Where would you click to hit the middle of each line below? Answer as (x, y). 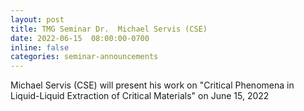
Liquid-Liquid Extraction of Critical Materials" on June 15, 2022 (140, 96)
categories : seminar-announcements (84, 57)
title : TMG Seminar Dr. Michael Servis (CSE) (109, 29)
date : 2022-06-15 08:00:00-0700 (80, 38)
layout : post (37, 19)
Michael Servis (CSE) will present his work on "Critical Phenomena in (152, 85)
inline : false (40, 47)
